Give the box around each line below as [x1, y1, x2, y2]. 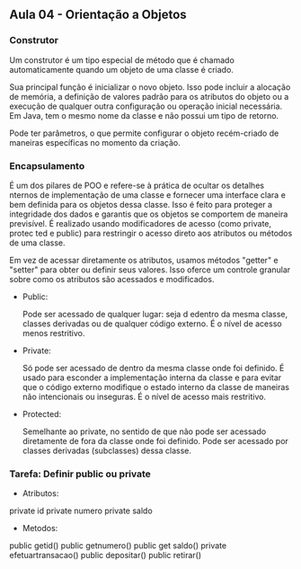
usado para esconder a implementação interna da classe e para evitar [22, 372, 282, 383]
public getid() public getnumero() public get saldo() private [9, 540, 227, 551]
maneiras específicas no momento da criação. [9, 137, 181, 147]
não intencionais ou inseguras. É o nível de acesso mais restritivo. [22, 391, 267, 402]
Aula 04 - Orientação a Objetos [9, 7, 187, 22]
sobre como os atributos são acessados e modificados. [9, 273, 215, 284]
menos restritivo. [22, 327, 85, 338]
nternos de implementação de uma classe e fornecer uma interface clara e [9, 189, 286, 200]
